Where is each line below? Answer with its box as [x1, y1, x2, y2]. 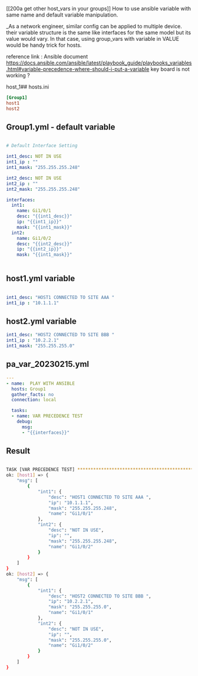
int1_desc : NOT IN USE [6, 154, 62, 160]
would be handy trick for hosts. [6, 41, 82, 48]
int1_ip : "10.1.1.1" [6, 300, 60, 306]
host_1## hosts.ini [6, 83, 49, 90]
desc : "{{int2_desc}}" [16, 240, 72, 247]
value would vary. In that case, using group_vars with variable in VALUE [6, 35, 180, 42]
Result [6, 446, 31, 456]
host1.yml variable [6, 274, 75, 284]
